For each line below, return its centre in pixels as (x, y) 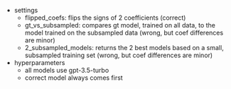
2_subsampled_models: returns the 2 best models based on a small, (124, 48)
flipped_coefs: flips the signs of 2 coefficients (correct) (105, 18)
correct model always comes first (74, 78)
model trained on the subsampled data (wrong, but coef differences (124, 32)
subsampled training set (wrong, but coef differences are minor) (119, 55)
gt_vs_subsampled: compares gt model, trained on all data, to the (120, 25)
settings (26, 10)
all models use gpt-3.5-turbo (67, 70)
